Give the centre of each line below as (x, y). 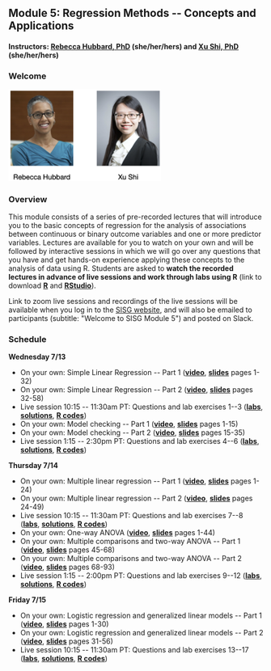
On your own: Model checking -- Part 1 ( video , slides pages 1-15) (129, 424)
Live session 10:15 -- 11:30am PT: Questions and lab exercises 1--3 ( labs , (142, 407)
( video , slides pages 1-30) (64, 624)
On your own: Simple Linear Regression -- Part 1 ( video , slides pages (136, 373)
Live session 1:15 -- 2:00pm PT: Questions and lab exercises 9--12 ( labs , (141, 576)
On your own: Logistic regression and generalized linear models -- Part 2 (142, 633)
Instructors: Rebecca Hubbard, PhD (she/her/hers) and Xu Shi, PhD (124, 46)
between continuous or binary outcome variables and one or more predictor (135, 234)
